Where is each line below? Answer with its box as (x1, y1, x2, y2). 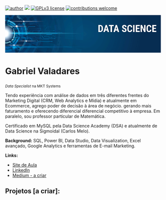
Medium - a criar (12, 172, 47, 178)
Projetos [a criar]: (5, 187, 60, 195)
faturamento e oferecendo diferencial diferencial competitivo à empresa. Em (5, 108, 161, 114)
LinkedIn (12, 167, 30, 173)
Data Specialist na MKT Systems (5, 84, 61, 89)
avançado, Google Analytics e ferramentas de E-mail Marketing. (5, 143, 136, 149)
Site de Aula (12, 162, 37, 168)
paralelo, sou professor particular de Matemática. (5, 113, 106, 119)
